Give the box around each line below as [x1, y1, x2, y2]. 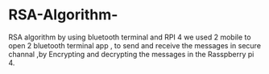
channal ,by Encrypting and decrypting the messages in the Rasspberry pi [8, 49, 255, 59]
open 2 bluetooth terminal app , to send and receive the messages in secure [8, 40, 262, 50]
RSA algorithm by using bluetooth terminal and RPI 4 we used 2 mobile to [8, 32, 251, 42]
